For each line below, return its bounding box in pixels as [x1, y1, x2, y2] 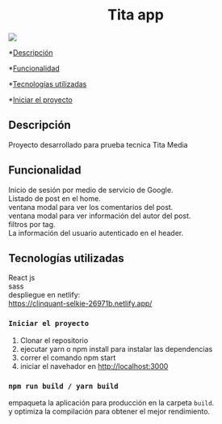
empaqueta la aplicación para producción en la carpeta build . [8, 397, 215, 407]
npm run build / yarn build [8, 381, 119, 391]
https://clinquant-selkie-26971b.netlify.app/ [8, 298, 153, 309]
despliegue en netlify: [8, 290, 81, 300]
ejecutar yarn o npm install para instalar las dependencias [19, 344, 213, 353]
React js [8, 273, 36, 283]
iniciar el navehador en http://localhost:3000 [19, 361, 169, 370]
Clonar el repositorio [19, 335, 89, 345]
